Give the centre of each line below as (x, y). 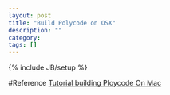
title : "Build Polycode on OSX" (62, 23)
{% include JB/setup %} (48, 67)
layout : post (30, 15)
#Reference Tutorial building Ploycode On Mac (85, 83)
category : (25, 38)
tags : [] (23, 45)
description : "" (35, 30)
